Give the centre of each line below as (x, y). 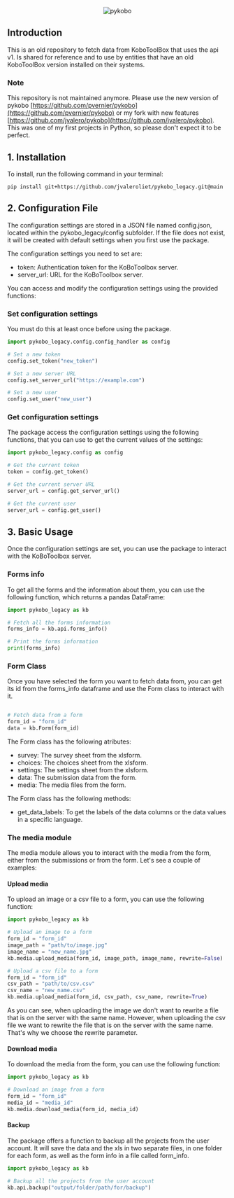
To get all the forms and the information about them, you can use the (106, 590)
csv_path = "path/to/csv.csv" (51, 984)
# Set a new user (32, 393)
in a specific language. (50, 819)
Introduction (35, 33)
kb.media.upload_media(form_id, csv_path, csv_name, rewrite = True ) (108, 997)
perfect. (19, 135)
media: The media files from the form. (72, 785)
